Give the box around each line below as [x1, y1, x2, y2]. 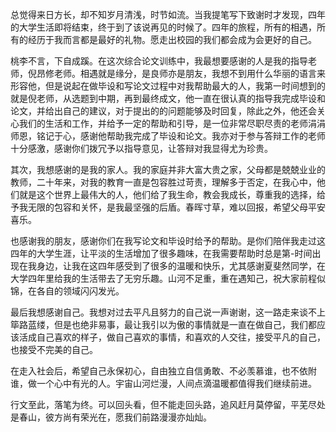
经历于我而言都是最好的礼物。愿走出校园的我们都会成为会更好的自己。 [27, 34, 317, 45]
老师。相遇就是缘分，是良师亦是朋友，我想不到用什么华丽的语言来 [53, 68, 326, 79]
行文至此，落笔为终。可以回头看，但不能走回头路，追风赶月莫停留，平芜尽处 [10, 399, 326, 410]
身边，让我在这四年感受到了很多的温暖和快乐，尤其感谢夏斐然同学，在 [36, 260, 326, 272]
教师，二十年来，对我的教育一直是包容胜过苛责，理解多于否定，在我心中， [10, 176, 317, 188]
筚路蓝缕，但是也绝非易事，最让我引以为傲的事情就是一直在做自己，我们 [10, 319, 308, 330]
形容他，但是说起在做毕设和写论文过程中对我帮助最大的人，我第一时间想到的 [10, 80, 326, 92]
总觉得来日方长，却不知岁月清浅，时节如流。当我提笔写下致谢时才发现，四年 [10, 9, 326, 20]
